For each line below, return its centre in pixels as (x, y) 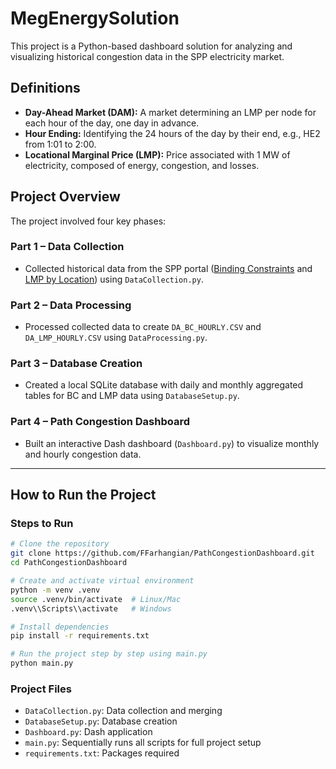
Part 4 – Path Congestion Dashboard (100, 422)
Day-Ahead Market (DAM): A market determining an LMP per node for (170, 112)
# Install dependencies (60, 627)
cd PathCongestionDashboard (69, 563)
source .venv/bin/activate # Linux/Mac (96, 599)
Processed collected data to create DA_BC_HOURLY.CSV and (143, 327)
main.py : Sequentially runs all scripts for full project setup (143, 743)
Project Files (41, 689)
